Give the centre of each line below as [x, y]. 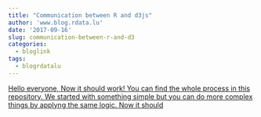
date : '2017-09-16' [40, 30]
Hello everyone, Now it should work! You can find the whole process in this [129, 88]
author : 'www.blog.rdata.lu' [56, 23]
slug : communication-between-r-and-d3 [71, 37]
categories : [27, 44]
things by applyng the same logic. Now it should [86, 105]
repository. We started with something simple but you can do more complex [130, 96]
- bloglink [33, 51]
